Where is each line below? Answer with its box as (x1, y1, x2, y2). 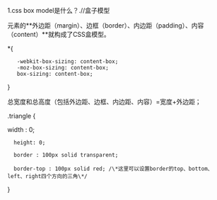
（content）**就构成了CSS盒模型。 (7, 30, 111, 38)
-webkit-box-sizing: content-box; (16, 58, 119, 65)
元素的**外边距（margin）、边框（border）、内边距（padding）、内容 (7, 21, 204, 30)
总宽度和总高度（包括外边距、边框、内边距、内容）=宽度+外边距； (7, 98, 201, 106)
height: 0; (13, 139, 46, 146)
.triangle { (7, 112, 36, 120)
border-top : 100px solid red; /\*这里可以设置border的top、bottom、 (13, 165, 213, 172)
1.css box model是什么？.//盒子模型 (7, 6, 110, 14)
